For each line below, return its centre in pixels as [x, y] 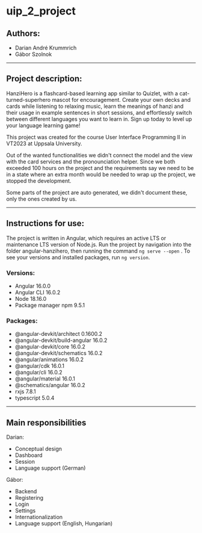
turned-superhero [29, 99]
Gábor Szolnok [33, 54]
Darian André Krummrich [46, 48]
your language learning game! [43, 125]
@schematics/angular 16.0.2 [50, 385]
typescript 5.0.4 [35, 398]
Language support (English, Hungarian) [64, 523]
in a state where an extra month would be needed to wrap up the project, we [101, 174]
